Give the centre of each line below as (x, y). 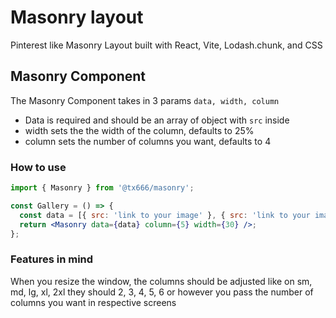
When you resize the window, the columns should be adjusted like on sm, (161, 281)
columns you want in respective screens (93, 302)
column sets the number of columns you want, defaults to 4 (148, 141)
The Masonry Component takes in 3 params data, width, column (145, 100)
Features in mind (52, 259)
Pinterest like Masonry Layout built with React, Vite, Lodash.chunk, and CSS (166, 45)
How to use (38, 167)
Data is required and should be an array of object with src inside (157, 120)
